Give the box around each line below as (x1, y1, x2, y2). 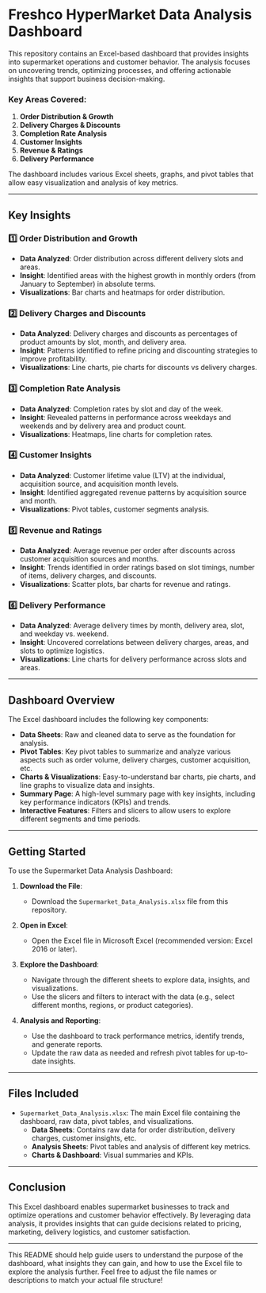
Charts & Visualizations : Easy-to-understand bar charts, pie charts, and (19, 772, 256, 782)
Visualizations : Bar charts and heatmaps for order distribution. (19, 288, 226, 297)
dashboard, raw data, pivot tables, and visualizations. (19, 1116, 194, 1125)
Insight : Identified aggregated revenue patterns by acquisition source (19, 487, 247, 497)
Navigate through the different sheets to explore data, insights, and (31, 975, 251, 985)
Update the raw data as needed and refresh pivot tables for (31, 1048, 226, 1058)
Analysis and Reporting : (19, 1016, 101, 1025)
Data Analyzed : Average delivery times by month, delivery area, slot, (19, 621, 245, 631)
